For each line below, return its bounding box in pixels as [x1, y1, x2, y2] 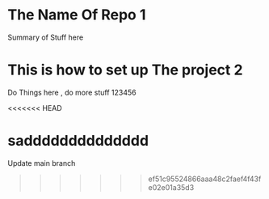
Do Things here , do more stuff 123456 [7, 87, 137, 97]
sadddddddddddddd [7, 132, 149, 150]
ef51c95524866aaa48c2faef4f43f [148, 174, 262, 184]
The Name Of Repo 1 [7, 6, 146, 24]
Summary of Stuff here [7, 32, 84, 42]
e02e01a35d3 [148, 182, 195, 192]
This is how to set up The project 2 [7, 61, 243, 79]
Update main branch [7, 158, 76, 167]
